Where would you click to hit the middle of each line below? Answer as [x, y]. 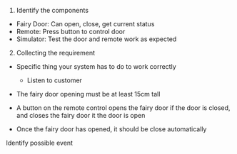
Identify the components [52, 10]
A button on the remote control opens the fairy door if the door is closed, [123, 108]
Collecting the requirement [56, 53]
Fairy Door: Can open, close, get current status [85, 24]
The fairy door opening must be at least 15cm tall [88, 94]
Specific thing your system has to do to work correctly [96, 66]
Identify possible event [40, 143]
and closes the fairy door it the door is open [81, 115]
